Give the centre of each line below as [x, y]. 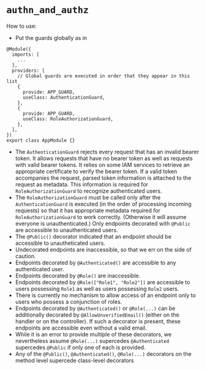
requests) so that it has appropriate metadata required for [88, 210]
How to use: [21, 26]
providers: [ [28, 71]
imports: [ [26, 54]
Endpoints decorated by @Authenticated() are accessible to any [95, 263]
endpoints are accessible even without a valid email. [81, 328]
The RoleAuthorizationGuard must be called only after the [88, 197]
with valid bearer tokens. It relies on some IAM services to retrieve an [102, 164]
